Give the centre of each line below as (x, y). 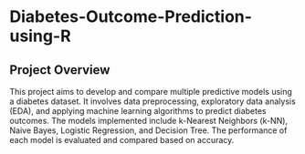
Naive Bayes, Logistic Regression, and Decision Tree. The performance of (148, 130)
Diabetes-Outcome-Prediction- (131, 17)
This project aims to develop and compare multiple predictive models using (151, 92)
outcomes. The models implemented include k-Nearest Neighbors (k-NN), (149, 121)
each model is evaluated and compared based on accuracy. (122, 140)
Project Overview (60, 70)
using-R (40, 36)
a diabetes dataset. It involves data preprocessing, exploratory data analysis (153, 101)
